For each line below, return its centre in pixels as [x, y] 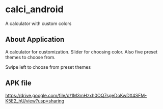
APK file [18, 83]
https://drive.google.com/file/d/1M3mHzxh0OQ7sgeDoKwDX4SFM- [76, 95]
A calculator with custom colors [38, 23]
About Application [35, 39]
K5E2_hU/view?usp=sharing [35, 101]
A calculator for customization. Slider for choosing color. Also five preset [81, 51]
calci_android [34, 9]
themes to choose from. [31, 57]
